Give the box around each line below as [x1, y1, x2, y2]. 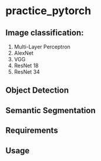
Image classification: [5, 28, 84, 38]
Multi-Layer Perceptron [14, 43, 71, 50]
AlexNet [14, 50, 33, 57]
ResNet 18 [14, 62, 39, 69]
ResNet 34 [14, 68, 41, 75]
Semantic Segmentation [5, 105, 96, 116]
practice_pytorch [5, 4, 92, 18]
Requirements [5, 126, 58, 136]
